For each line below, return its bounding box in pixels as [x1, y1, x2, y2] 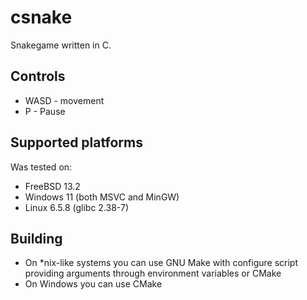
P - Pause [24, 105, 66, 117]
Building [10, 230, 63, 247]
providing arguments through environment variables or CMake [24, 267, 282, 280]
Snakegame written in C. [10, 39, 112, 51]
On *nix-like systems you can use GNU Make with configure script [24, 257, 298, 269]
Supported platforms [10, 134, 143, 151]
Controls [10, 68, 66, 85]
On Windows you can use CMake [24, 278, 163, 290]
